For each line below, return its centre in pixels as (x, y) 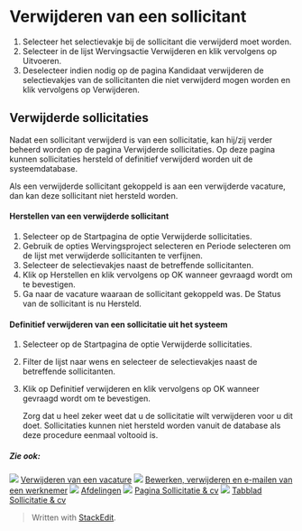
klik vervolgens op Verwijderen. (81, 89)
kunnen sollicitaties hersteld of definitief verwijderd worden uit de (131, 159)
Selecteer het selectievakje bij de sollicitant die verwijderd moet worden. (157, 42)
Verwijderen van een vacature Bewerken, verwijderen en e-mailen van (156, 480)
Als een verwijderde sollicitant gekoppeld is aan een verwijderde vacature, (147, 186)
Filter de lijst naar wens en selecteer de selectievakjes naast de (140, 362)
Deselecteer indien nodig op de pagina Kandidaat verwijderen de (143, 70)
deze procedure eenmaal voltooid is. (90, 435)
